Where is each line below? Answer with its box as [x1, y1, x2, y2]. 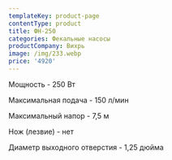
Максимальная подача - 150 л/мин [8, 95, 129, 105]
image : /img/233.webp [8, 50, 82, 58]
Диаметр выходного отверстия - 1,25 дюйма [8, 142, 164, 152]
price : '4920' [8, 58, 57, 66]
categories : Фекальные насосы [8, 34, 111, 43]
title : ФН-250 [8, 27, 57, 35]
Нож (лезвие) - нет [8, 127, 75, 136]
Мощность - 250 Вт [8, 79, 75, 89]
